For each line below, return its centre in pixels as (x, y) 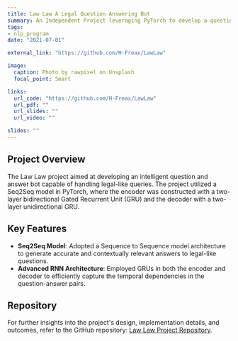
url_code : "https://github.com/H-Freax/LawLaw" (85, 98)
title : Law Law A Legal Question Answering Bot (79, 14)
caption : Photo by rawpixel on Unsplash (74, 72)
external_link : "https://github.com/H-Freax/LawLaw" (87, 53)
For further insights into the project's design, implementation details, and (113, 323)
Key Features (37, 229)
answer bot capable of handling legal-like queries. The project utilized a (112, 184)
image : (17, 66)
